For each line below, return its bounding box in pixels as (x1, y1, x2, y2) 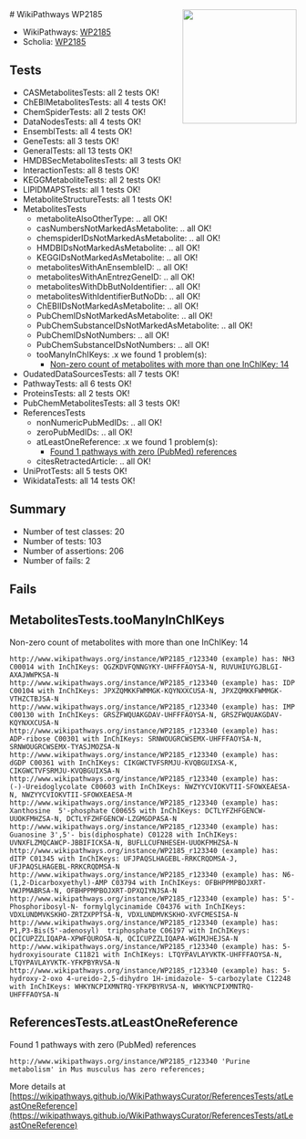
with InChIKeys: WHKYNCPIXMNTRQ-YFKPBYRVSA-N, (9, 982, 189, 991)
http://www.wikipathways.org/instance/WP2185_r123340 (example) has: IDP (9, 678, 296, 688)
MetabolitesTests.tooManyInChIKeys (9, 612, 225, 628)
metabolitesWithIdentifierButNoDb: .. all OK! (36, 290, 201, 301)
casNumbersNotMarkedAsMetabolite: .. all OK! (36, 223, 212, 234)
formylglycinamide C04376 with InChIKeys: (82, 902, 247, 912)
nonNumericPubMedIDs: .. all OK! (36, 417, 162, 427)
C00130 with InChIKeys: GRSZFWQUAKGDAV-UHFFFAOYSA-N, (9, 710, 219, 720)
